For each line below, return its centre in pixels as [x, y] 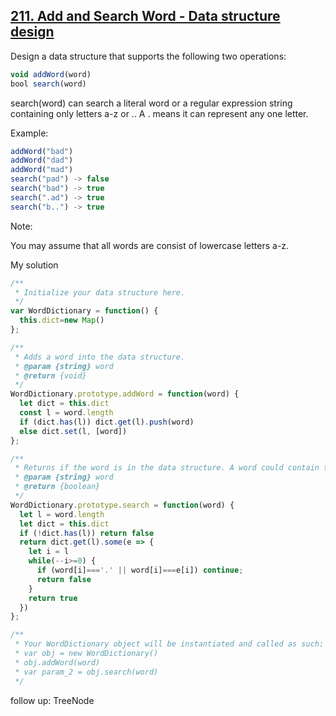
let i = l [49, 552]
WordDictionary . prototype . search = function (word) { [122, 505]
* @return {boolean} [57, 487]
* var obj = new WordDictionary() [86, 654]
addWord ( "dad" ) [42, 160]
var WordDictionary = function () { [84, 311]
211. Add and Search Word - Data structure [145, 16]
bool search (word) [48, 84]
